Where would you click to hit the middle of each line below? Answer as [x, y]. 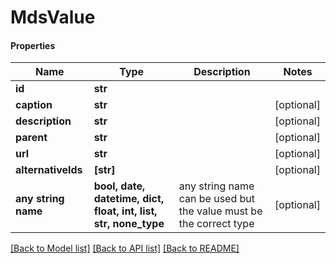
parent [31, 138]
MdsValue [53, 17]
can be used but [217, 199]
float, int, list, [125, 211]
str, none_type [129, 224]
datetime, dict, [129, 199]
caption [34, 105]
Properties [33, 45]
